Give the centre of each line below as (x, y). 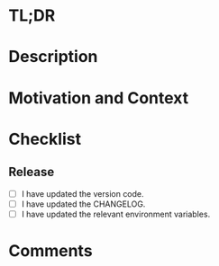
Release (32, 172)
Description (53, 57)
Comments (50, 250)
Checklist (45, 139)
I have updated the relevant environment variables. (116, 214)
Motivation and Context (99, 98)
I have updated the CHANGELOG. (83, 204)
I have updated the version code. (83, 193)
